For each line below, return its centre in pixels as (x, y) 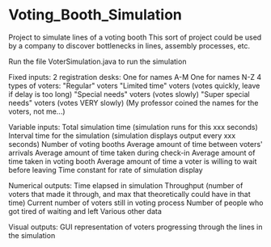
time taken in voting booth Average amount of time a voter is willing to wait (133, 161)
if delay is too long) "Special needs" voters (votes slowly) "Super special (129, 94)
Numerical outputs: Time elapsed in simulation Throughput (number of (126, 185)
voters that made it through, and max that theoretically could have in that (129, 194)
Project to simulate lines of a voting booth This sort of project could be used (135, 37)
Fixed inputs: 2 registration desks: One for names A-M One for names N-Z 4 (135, 77)
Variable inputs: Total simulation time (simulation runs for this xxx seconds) (133, 127)
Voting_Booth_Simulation (95, 15)
